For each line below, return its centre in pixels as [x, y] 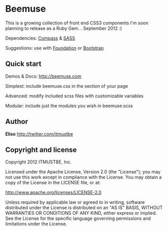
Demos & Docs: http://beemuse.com [43, 76]
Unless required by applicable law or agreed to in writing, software [75, 202]
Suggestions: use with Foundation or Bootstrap [54, 48]
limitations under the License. [36, 224]
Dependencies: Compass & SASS [40, 38]
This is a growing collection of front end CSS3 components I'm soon [77, 23]
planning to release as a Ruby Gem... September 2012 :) [64, 28]
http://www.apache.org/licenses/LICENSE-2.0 [53, 192]
